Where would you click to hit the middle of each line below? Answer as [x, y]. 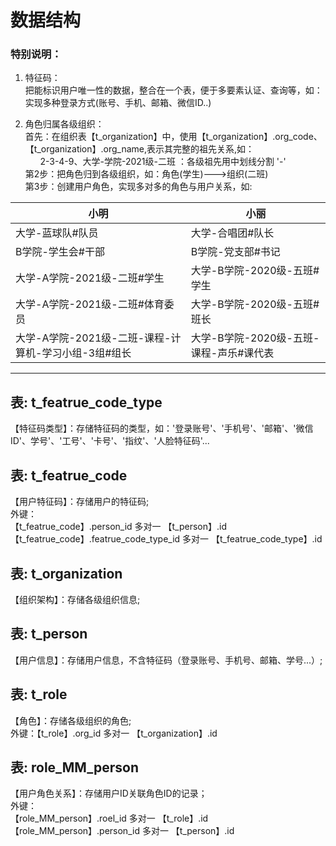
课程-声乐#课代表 [232, 353]
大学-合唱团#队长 [232, 233]
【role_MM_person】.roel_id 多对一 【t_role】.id [109, 818]
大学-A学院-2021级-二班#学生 [90, 278]
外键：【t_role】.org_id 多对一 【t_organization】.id [114, 733]
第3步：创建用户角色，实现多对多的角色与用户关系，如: [138, 187]
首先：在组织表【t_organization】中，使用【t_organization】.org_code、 [173, 137]
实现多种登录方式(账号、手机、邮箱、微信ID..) [118, 103]
